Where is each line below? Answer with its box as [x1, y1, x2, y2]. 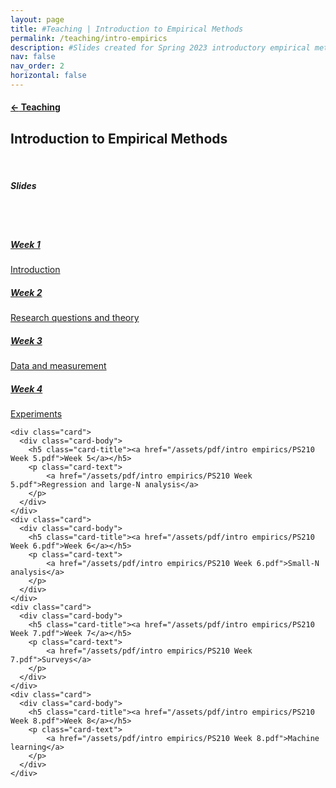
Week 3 [10, 334, 43, 346]
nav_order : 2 [10, 61, 65, 71]
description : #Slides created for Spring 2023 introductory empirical [10, 42, 311, 53]
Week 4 [10, 382, 43, 395]
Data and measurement [10, 360, 107, 372]
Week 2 [10, 286, 43, 298]
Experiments [10, 408, 63, 420]
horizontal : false [10, 71, 87, 81]
